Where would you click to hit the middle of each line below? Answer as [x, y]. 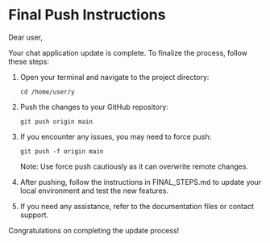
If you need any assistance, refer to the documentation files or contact [137, 206]
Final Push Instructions [87, 15]
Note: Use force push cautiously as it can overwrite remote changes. [134, 166]
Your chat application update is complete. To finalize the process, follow [128, 52]
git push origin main [56, 121]
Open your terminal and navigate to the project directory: [114, 77]
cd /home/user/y [47, 92]
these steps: [29, 61]
